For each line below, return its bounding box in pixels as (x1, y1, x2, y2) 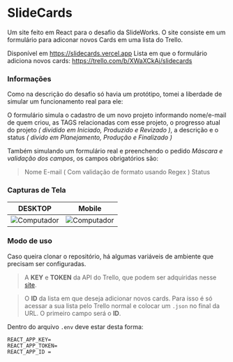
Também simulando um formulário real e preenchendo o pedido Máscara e (7, 147, 223, 155)
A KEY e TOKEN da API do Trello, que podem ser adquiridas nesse (24, 273, 217, 281)
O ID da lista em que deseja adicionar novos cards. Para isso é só (24, 294, 213, 302)
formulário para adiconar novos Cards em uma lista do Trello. (7, 35, 183, 43)
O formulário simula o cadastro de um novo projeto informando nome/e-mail (7, 111, 227, 120)
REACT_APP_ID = (7, 348, 52, 355)
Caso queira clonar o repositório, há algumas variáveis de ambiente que (7, 252, 214, 260)
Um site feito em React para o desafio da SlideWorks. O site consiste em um (7, 28, 226, 36)
